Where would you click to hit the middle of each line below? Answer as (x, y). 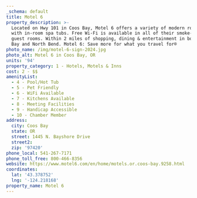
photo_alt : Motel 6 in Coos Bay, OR (51, 55)
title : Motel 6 (25, 17)
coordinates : (22, 170)
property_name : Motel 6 (35, 186)
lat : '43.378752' (33, 175)
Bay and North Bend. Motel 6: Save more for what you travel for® (94, 45)
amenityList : (22, 77)
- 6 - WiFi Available (38, 93)
